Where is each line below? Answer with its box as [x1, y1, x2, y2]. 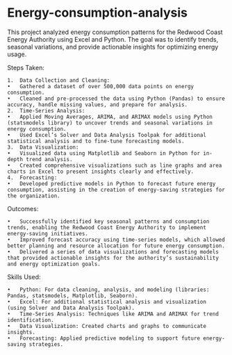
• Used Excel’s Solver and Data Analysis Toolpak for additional [7, 131, 207, 138]
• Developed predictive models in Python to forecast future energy [7, 180, 216, 187]
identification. [7, 316, 54, 324]
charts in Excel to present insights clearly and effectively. [7, 168, 194, 175]
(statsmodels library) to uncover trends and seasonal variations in [7, 119, 213, 126]
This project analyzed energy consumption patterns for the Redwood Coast [7, 28, 224, 36]
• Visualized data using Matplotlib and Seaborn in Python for [7, 149, 200, 157]
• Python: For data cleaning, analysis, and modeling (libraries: [7, 286, 210, 293]
